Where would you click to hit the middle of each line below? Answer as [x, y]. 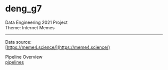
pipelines [14, 62]
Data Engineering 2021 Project [36, 22]
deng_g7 [23, 9]
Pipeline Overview [24, 57]
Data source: [18, 42]
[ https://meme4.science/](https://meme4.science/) [58, 47]
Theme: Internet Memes [30, 27]
